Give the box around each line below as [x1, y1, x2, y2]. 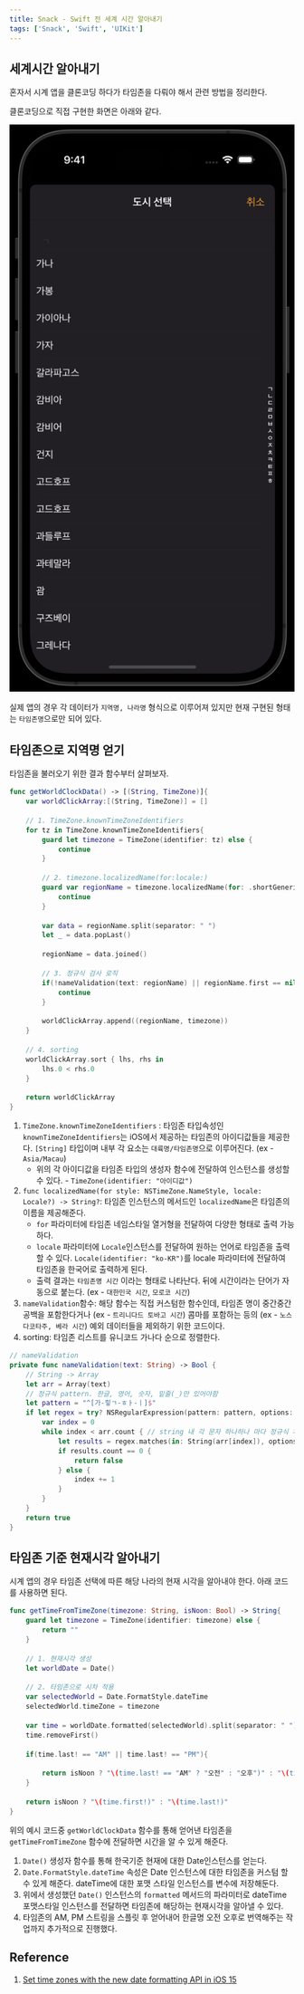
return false [73, 1456, 124, 1465]
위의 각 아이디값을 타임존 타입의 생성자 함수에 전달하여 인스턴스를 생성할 [35, 1164, 290, 1174]
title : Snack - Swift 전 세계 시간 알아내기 [9, 14, 163, 24]
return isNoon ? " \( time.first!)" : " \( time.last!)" [25, 1797, 229, 1807]
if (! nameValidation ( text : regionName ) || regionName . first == [42, 978, 281, 987]
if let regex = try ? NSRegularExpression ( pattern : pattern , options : [25, 1408, 294, 1417]
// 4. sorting [25, 1045, 79, 1054]
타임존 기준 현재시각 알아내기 [9, 1550, 161, 1566]
